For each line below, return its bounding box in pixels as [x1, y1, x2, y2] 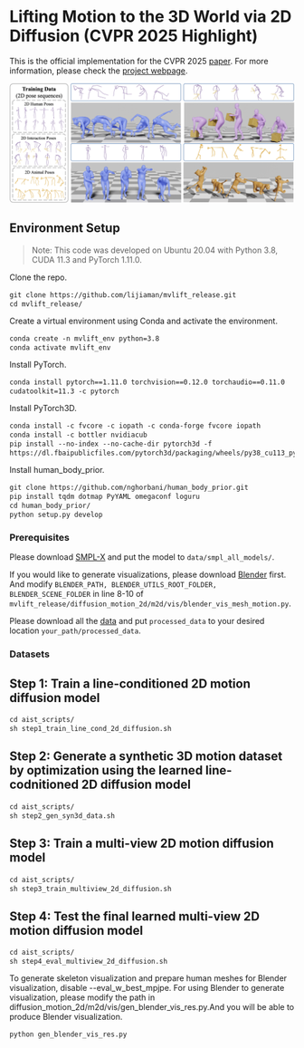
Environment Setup [9, 220, 120, 236]
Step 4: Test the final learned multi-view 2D [9, 909, 261, 924]
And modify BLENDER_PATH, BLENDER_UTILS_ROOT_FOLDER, [9, 579, 217, 590]
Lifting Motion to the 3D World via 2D [9, 6, 292, 27]
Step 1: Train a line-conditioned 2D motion [9, 676, 252, 691]
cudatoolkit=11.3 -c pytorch [9, 387, 119, 396]
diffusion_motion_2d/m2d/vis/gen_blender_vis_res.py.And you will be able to [9, 1002, 295, 1013]
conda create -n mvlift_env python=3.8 [9, 333, 160, 343]
